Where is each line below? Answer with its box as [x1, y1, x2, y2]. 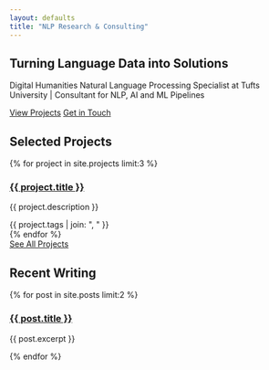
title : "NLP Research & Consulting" [9, 22, 149, 31]
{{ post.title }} [9, 312, 73, 325]
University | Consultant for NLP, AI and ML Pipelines [9, 90, 205, 100]
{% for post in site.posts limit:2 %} [9, 290, 139, 301]
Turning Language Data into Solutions [9, 56, 229, 71]
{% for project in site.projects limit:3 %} [9, 158, 158, 169]
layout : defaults [9, 13, 76, 23]
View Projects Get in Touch [9, 107, 111, 119]
